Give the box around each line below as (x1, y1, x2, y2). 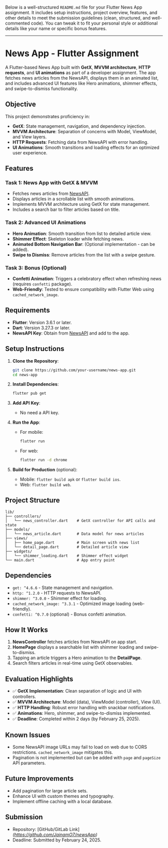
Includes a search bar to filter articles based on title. (12, 206, 120, 212)
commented (5, 20, 30, 26)
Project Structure (5, 496, 60, 505)
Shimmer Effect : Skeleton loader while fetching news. (12, 235, 124, 242)
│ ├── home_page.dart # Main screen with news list (5, 540, 140, 545)
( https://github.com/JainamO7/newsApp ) (12, 831, 97, 837)
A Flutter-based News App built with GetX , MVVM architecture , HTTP (5, 64, 151, 70)
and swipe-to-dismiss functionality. (5, 85, 78, 92)
